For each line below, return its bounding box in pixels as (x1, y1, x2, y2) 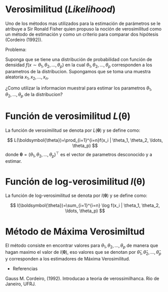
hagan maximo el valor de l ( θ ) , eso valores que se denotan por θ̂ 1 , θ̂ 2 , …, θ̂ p (5, 249, 161, 256)
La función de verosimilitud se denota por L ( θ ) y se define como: (5, 127, 141, 133)
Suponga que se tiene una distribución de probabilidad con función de (5, 56, 152, 62)
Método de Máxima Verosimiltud (5, 225, 145, 237)
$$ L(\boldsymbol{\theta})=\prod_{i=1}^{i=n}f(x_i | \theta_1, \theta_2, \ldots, (7, 137, 163, 143)
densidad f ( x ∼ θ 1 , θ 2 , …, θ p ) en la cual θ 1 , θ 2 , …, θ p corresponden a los (5, 62, 153, 69)
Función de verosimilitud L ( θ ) (5, 110, 131, 122)
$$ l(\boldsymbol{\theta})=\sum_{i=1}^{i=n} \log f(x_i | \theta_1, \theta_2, (10, 202, 160, 209)
